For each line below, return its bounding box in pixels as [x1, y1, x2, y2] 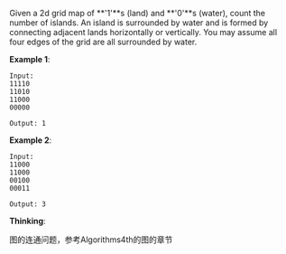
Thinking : [9, 216, 47, 226]
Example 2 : [9, 135, 52, 146]
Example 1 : [9, 54, 51, 64]
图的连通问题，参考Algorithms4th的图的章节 [9, 234, 173, 245]
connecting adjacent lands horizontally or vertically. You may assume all [9, 27, 278, 37]
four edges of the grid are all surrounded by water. [9, 36, 198, 47]
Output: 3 [9, 200, 47, 209]
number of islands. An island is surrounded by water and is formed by [9, 17, 269, 28]
